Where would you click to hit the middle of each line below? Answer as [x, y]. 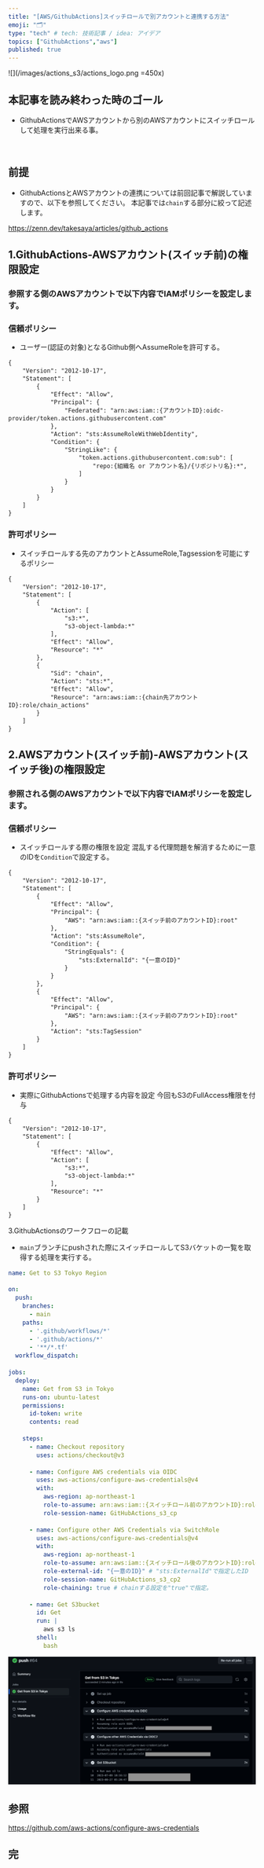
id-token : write [55, 1414]
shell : [47, 1638]
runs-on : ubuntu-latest [61, 1397]
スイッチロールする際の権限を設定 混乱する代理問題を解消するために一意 [137, 847]
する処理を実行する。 [61, 1257]
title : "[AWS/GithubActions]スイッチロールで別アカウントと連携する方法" [119, 17]
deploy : [28, 1380]
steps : [33, 1439]
